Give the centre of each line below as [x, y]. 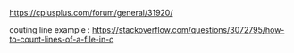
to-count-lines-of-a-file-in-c [62, 39]
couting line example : [50, 30]
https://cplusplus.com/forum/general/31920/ [91, 13]
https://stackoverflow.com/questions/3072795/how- [189, 30]
